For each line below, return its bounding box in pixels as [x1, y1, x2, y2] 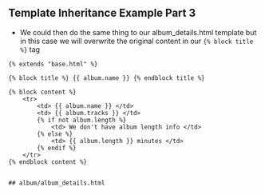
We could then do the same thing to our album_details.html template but [19, 27, 257, 37]
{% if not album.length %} [37, 116, 127, 124]
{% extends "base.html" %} [8, 60, 98, 68]
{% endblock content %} [8, 157, 88, 166]
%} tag [19, 44, 41, 54]
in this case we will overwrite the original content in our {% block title [19, 36, 254, 46]
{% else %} [37, 129, 73, 138]
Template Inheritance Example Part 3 [8, 6, 196, 20]
